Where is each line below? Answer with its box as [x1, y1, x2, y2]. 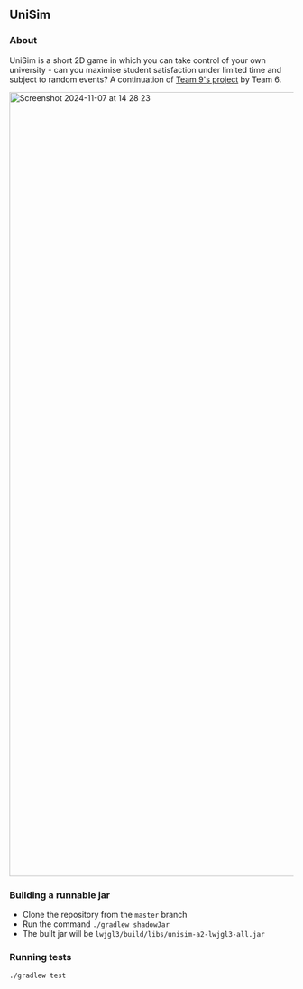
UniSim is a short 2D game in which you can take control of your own [9, 54, 266, 66]
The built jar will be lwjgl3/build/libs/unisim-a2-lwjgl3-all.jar [22, 928, 265, 939]
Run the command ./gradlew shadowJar [22, 919, 170, 929]
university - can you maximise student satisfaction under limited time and [9, 64, 282, 75]
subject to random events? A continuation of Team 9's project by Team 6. [9, 74, 282, 85]
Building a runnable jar [9, 888, 111, 901]
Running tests [9, 950, 72, 963]
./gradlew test [9, 971, 67, 981]
